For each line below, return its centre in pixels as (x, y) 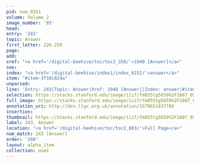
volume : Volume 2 (28, 17)
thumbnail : (20, 117)
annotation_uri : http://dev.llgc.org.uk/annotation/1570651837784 (90, 106)
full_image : (21, 100)
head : (13, 28)
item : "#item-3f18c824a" (37, 78)
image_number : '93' (30, 23)
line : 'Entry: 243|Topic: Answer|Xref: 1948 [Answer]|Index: (84, 90)
